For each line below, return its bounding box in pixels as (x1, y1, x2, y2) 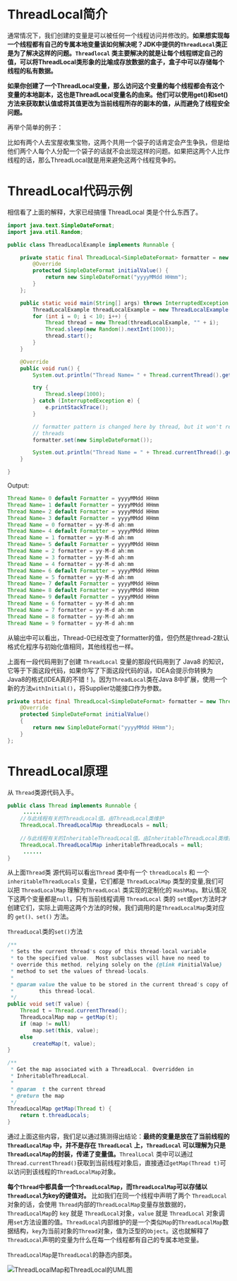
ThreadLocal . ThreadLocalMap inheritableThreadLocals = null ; (20, 842, 203, 849)
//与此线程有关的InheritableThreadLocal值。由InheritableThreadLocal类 (20, 834, 224, 842)
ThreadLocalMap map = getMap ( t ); (20, 1014, 119, 1021)
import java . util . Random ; (7, 228, 83, 235)
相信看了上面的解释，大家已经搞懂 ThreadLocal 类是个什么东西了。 (7, 208, 202, 216)
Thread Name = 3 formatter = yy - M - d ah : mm (7, 554, 134, 561)
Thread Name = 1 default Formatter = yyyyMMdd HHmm (7, 501, 159, 509)
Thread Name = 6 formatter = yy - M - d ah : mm (7, 600, 134, 607)
